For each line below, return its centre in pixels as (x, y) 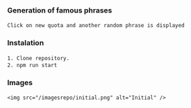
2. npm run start (32, 65)
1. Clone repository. (39, 58)
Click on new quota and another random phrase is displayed (96, 26)
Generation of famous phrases (60, 10)
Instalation (26, 43)
